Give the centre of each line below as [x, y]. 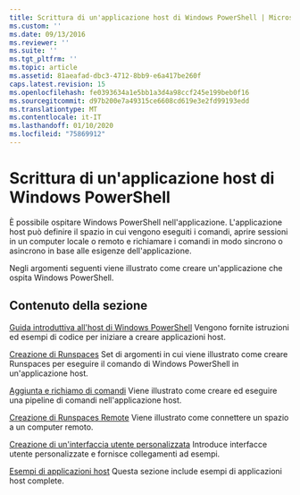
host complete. [37, 481]
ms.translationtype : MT [54, 109]
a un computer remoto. [51, 427]
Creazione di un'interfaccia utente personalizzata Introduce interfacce [138, 444]
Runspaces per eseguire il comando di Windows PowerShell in [124, 363]
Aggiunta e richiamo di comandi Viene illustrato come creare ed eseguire [143, 390]
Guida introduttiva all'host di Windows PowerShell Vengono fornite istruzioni [150, 327]
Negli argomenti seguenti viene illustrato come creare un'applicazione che [146, 268]
